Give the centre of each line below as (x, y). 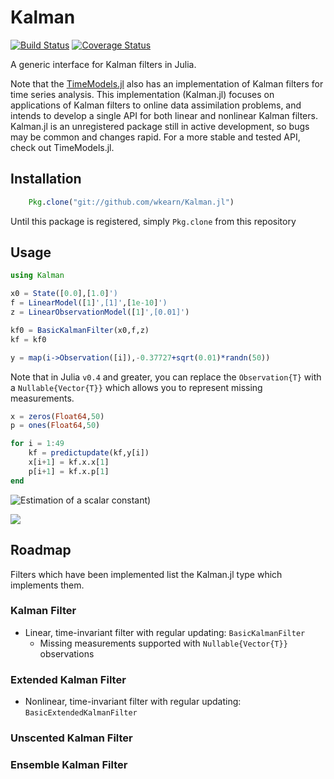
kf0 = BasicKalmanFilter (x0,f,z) (80, 330)
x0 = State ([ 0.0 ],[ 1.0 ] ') (64, 294)
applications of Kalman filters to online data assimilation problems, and (156, 105)
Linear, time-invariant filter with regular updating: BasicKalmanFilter (165, 632)
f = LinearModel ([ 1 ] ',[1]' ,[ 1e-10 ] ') (89, 303)
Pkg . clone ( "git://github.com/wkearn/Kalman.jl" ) (131, 202)
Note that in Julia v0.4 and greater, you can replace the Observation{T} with (166, 377)
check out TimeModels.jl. (62, 147)
